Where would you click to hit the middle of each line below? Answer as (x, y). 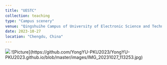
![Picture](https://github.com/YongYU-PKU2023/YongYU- (71, 52)
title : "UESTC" (21, 10)
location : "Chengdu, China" (34, 37)
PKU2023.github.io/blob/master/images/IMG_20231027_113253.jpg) (74, 57)
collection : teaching (28, 16)
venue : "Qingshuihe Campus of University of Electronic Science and (78, 26)
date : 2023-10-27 (23, 32)
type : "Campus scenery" (30, 21)
